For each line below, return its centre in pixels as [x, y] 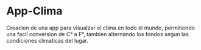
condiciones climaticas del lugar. [47, 40]
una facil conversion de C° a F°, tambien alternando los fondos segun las [97, 34]
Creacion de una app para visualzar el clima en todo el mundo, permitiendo [100, 28]
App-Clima [34, 11]
